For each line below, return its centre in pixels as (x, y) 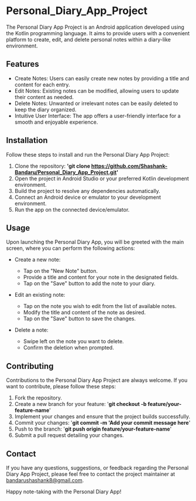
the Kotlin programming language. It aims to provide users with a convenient (98, 33)
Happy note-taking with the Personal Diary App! (64, 492)
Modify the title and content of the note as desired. (85, 313)
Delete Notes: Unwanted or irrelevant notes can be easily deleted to (96, 103)
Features (23, 64)
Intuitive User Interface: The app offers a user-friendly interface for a (97, 116)
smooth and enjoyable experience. (56, 122)
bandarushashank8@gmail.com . (45, 480)
